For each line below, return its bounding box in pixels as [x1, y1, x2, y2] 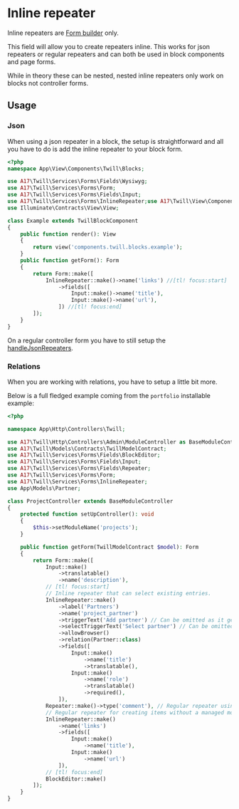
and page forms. [7, 57, 56, 66]
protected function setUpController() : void [20, 511, 154, 518]
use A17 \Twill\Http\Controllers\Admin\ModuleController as [7, 438, 186, 446]
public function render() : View [20, 230, 116, 238]
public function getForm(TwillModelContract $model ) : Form [20, 543, 199, 550]
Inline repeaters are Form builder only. [7, 28, 119, 37]
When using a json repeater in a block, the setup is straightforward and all [7, 137, 224, 145]
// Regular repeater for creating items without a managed [45, 709, 224, 716]
